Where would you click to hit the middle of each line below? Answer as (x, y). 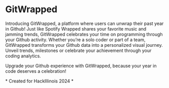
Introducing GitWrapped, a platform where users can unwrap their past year (84, 23)
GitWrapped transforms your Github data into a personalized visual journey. (84, 45)
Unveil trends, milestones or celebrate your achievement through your (78, 50)
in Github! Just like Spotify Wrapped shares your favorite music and (76, 28)
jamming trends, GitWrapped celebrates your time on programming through (84, 34)
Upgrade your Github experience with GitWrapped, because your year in (81, 66)
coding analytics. (23, 56)
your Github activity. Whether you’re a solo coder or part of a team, (75, 40)
